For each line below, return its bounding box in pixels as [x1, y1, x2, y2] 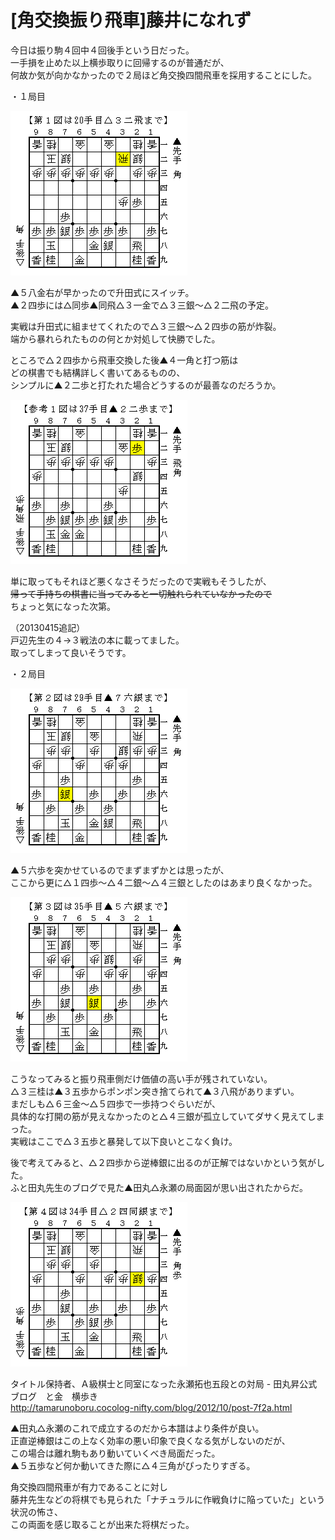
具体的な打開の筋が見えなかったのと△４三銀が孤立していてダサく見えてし [10, 1110, 317, 1122]
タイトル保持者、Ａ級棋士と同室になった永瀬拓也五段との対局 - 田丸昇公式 [10, 1377, 318, 1390]
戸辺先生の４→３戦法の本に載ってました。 [10, 634, 185, 646]
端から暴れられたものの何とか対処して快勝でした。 [10, 332, 221, 345]
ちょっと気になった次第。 [10, 600, 116, 612]
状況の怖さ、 [10, 1506, 63, 1518]
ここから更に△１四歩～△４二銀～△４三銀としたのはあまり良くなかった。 [10, 876, 318, 888]
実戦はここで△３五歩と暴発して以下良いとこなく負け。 [10, 1135, 238, 1147]
